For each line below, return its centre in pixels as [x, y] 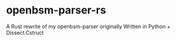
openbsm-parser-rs [56, 10]
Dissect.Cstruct [25, 32]
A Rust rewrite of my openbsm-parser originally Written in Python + [88, 26]
